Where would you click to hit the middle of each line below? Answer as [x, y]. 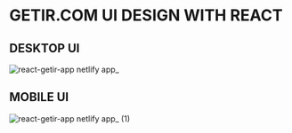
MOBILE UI [39, 97]
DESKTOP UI [45, 48]
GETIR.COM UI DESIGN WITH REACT [146, 16]
